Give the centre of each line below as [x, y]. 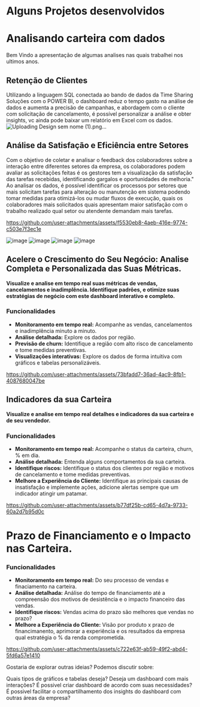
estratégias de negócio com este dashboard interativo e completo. [91, 296]
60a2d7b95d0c [25, 512]
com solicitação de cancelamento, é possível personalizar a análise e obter [99, 114]
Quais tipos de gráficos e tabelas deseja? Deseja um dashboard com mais [97, 679]
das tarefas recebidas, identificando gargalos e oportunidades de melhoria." [100, 179]
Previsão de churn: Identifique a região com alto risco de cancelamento [104, 344]
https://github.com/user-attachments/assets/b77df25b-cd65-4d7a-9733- [97, 505]
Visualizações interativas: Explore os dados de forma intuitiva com [99, 356]
